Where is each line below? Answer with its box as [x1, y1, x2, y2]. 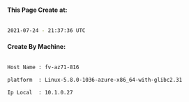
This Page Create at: [7, 6, 68, 14]
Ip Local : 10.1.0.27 [7, 89, 73, 96]
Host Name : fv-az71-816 [7, 64, 80, 71]
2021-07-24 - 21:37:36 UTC [7, 27, 86, 34]
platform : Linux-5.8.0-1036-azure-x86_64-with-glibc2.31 [7, 77, 183, 84]
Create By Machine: [7, 42, 66, 50]
